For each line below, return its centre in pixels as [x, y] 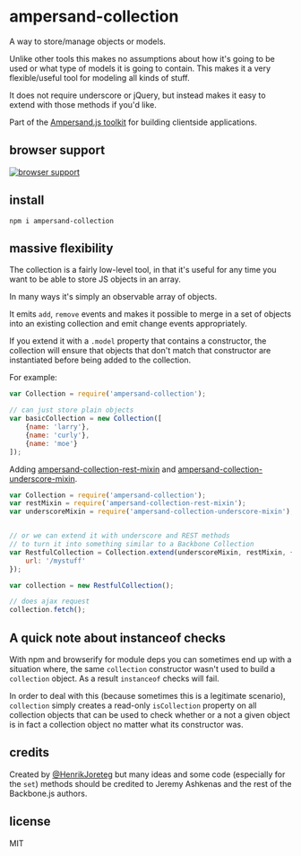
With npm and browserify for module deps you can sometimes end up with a [150, 659]
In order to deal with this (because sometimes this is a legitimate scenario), [148, 695]
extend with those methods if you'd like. [83, 104]
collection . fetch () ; [48, 610]
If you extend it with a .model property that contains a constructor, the [138, 341]
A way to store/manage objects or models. [87, 41]
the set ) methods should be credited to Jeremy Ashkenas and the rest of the [150, 783]
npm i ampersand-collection [62, 221]
